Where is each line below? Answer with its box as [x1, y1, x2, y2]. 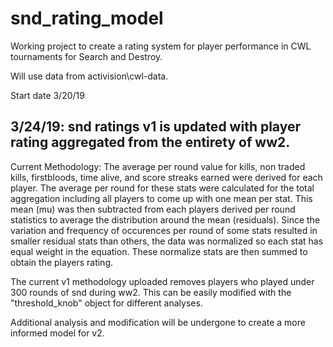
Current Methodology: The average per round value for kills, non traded [10, 160, 306, 172]
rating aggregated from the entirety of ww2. [10, 134, 291, 151]
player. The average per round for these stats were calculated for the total [10, 182, 315, 194]
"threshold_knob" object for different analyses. [10, 297, 203, 309]
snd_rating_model [10, 7, 164, 30]
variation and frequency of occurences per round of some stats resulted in [10, 224, 318, 236]
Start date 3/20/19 [10, 89, 85, 101]
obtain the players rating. [10, 256, 114, 268]
